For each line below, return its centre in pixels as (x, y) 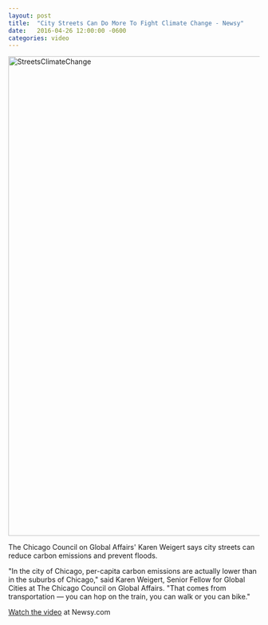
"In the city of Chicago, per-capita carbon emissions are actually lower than (133, 571)
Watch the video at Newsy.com (59, 612)
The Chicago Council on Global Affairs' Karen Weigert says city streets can (132, 547)
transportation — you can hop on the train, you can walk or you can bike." (130, 597)
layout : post (30, 16)
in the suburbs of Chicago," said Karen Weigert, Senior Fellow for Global (127, 579)
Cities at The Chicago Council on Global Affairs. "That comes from (117, 588)
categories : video (39, 38)
